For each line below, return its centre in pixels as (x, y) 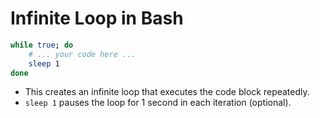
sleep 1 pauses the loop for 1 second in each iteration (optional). (158, 103)
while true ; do (42, 45)
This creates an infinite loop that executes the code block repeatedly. (167, 92)
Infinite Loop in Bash (97, 18)
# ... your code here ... (82, 54)
